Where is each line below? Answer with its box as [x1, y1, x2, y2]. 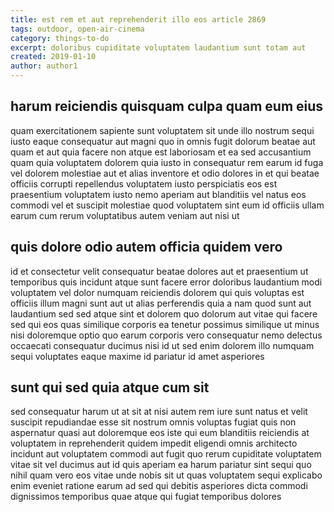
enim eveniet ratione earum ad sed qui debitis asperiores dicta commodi [10, 480, 308, 492]
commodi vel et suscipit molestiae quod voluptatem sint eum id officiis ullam [10, 199, 325, 211]
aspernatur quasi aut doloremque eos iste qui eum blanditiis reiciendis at [10, 427, 310, 439]
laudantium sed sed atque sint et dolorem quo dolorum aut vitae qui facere [10, 307, 318, 320]
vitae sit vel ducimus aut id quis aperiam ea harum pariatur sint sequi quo [10, 459, 312, 471]
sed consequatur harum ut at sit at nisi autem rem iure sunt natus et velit [10, 406, 308, 418]
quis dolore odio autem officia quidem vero [10, 239, 283, 256]
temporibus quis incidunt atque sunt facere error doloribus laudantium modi [10, 276, 323, 288]
